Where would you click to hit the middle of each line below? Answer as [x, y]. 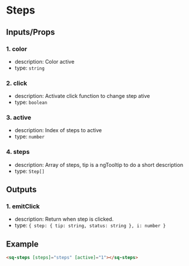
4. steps [18, 152]
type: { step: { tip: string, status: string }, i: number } [90, 225]
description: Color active [44, 61]
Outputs [21, 190]
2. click [17, 83]
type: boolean [31, 102]
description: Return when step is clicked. [64, 219]
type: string [30, 68]
